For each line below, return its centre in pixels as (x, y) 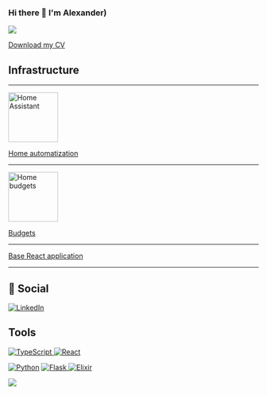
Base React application (46, 256)
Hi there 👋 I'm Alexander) (58, 13)
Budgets (22, 233)
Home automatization (43, 154)
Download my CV (37, 45)
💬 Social (29, 289)
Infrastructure (44, 70)
